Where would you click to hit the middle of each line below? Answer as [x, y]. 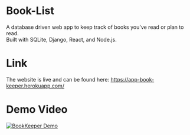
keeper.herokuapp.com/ [35, 86]
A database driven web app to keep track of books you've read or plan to [95, 27]
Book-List [30, 11]
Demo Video [37, 109]
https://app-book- [132, 79]
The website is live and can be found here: [58, 79]
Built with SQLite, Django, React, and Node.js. [61, 39]
